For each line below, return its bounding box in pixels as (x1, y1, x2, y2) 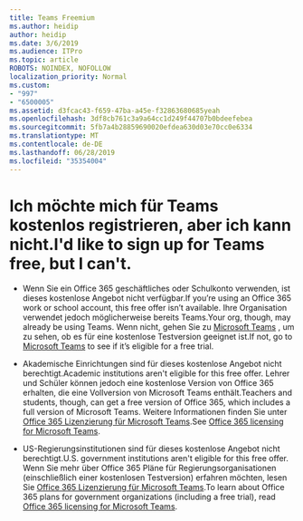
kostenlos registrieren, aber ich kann (9, 215, 292, 236)
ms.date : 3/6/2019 (9, 38, 79, 48)
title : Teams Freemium (9, 13, 95, 23)
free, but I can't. (9, 253, 132, 274)
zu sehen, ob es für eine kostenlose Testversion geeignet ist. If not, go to (22, 332, 293, 343)
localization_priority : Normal (9, 72, 128, 82)
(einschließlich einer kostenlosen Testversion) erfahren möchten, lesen (22, 472, 288, 483)
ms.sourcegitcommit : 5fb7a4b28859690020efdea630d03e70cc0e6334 (9, 123, 253, 132)
